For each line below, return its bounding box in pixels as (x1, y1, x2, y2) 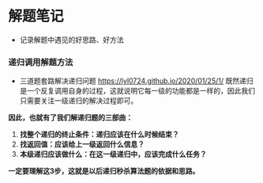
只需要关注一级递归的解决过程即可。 (19, 96, 138, 105)
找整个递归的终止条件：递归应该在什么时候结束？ (19, 130, 179, 139)
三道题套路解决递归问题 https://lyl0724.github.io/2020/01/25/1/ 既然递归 (19, 76, 254, 86)
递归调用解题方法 (8, 56, 73, 67)
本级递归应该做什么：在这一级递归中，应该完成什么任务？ (19, 150, 207, 159)
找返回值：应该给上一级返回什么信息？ (19, 139, 145, 149)
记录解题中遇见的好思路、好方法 (19, 35, 124, 44)
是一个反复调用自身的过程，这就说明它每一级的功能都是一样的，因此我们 (19, 86, 255, 96)
